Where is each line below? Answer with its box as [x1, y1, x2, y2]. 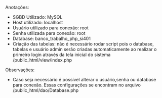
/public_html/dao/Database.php [12, 87, 79, 93]
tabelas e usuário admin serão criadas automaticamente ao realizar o [12, 46, 157, 52]
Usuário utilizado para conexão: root [12, 25, 89, 31]
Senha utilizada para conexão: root [12, 30, 86, 36]
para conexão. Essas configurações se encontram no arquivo [12, 82, 141, 88]
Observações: [5, 67, 34, 73]
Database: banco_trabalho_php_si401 [12, 35, 91, 41]
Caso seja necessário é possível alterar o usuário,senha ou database [12, 77, 156, 82]
